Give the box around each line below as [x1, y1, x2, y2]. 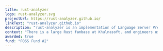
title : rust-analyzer [5, 7, 49, 12]
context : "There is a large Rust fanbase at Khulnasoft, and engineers [5, 30, 153, 34]
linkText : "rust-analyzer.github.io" [5, 20, 81, 26]
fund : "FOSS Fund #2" [5, 39, 49, 44]
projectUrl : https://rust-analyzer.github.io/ [5, 16, 101, 21]
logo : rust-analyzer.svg [5, 12, 55, 17]
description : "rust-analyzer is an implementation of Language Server [5, 25, 151, 30]
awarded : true [5, 34, 34, 39]
